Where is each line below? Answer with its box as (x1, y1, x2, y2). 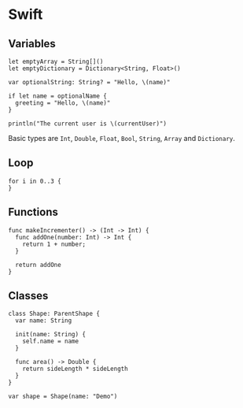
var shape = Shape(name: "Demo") (8, 392, 118, 401)
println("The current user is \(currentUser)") (8, 120, 168, 128)
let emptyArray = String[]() (8, 57, 104, 65)
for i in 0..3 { (8, 177, 61, 185)
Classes (8, 289, 49, 302)
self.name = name (22, 337, 79, 346)
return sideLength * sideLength (22, 365, 128, 373)
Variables (8, 37, 57, 50)
